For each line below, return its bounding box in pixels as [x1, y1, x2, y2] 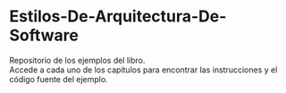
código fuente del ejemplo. [9, 73, 109, 84]
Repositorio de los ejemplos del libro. [9, 55, 146, 65]
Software [9, 25, 79, 46]
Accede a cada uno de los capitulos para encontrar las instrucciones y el [9, 64, 278, 75]
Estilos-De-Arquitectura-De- [9, 6, 227, 27]
